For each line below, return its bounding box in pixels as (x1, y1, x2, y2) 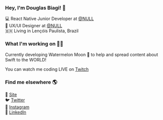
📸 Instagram (5, 104, 30, 110)
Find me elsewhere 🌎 (5, 79, 58, 85)
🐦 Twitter (5, 97, 25, 103)
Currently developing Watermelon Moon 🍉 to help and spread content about (5, 51, 158, 58)
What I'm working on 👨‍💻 (5, 40, 64, 47)
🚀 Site (5, 91, 17, 97)
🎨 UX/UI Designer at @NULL (5, 23, 63, 29)
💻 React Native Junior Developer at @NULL (5, 16, 94, 21)
